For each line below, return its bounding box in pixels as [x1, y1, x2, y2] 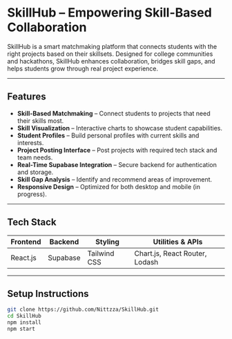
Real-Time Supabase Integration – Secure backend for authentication [17, 160, 217, 168]
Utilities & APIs [153, 237, 203, 246]
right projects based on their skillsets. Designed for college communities [7, 50, 213, 58]
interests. [17, 138, 44, 146]
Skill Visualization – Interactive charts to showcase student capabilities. [17, 124, 223, 132]
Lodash [134, 257, 159, 267]
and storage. [17, 168, 54, 176]
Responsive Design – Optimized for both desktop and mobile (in [17, 182, 201, 191]
